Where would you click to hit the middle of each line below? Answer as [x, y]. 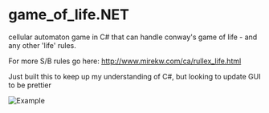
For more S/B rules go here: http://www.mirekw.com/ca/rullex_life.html [125, 61]
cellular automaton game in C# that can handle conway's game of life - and [133, 37]
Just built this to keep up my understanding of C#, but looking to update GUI [134, 76]
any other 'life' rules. [42, 45]
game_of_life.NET [69, 15]
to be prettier [30, 85]
